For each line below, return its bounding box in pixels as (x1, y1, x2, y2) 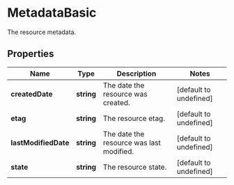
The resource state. (102, 162, 167, 172)
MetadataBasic (7, 5, 97, 21)
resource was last (102, 138, 162, 147)
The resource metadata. (7, 28, 77, 36)
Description (116, 68, 157, 78)
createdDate (10, 89, 53, 99)
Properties (7, 48, 54, 60)
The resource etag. (102, 113, 166, 123)
